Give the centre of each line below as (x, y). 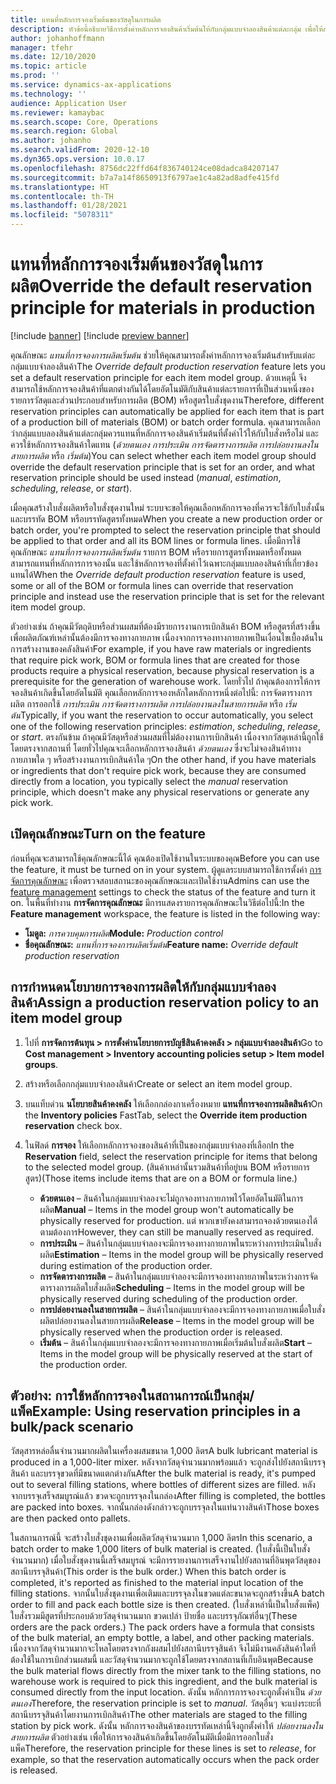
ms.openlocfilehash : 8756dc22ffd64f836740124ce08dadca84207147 (145, 168)
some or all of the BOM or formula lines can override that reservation (152, 585)
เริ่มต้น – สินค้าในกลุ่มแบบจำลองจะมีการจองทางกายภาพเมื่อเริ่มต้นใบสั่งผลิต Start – (176, 1342)
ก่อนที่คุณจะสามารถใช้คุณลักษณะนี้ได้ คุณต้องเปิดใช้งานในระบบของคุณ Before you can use (165, 858)
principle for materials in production (163, 308)
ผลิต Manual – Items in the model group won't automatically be (166, 1209)
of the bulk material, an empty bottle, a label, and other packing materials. (162, 1638)
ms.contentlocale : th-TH (62, 196)
